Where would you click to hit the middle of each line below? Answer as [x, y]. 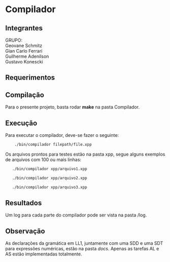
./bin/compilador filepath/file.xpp [53, 145]
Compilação [25, 95]
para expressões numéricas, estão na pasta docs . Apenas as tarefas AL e [82, 249]
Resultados [24, 203]
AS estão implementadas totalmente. [44, 254]
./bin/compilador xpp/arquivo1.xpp [49, 169]
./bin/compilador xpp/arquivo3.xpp [49, 187]
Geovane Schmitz [24, 46]
